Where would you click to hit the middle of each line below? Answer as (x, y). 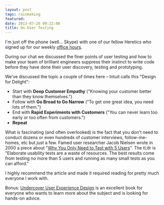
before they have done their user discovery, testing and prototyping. (74, 67)
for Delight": (17, 82)
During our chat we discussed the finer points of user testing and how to (79, 57)
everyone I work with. (27, 178)
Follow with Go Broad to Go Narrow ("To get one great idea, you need (83, 102)
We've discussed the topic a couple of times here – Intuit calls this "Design (81, 77)
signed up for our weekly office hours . (44, 47)
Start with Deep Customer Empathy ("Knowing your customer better (82, 91)
